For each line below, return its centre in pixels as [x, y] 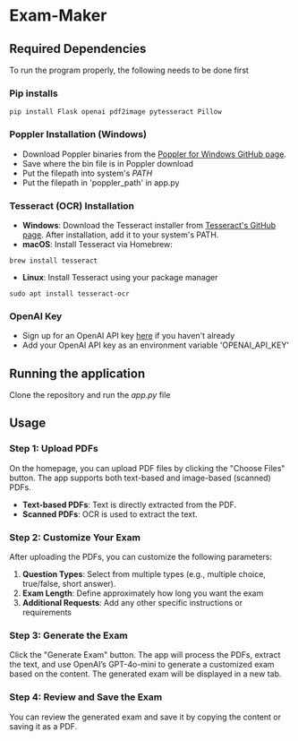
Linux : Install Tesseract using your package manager [120, 277]
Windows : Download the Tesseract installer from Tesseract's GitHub [149, 225]
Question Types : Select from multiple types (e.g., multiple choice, [144, 573]
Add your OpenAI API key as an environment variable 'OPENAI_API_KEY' [155, 345]
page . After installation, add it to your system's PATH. [120, 235]
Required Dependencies [78, 49]
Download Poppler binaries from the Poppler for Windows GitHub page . [154, 154]
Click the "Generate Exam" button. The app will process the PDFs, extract [145, 655]
